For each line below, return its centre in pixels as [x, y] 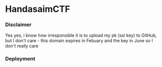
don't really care [22, 46]
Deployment [20, 59]
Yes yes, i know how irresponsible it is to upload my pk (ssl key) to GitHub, [81, 35]
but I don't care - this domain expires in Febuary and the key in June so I [79, 41]
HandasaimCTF [38, 9]
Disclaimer [18, 25]
